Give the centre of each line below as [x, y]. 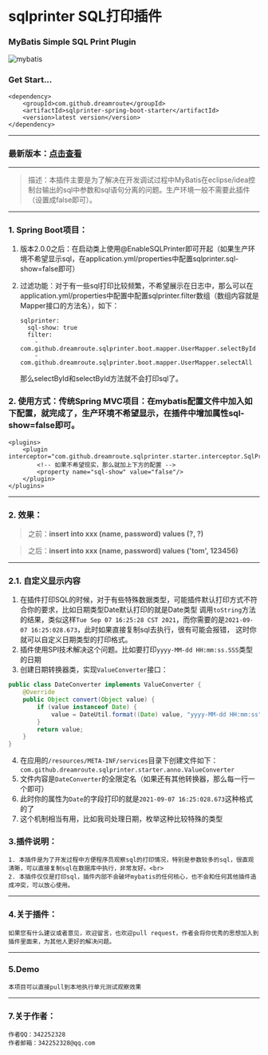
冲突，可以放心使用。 [44, 886]
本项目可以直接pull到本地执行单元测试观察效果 [75, 987]
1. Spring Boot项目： [48, 230]
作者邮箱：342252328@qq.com [52, 1043]
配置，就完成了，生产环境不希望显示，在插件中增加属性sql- [130, 414]
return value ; [60, 729]
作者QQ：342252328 [37, 1035]
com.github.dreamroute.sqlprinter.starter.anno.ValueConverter [127, 770]
